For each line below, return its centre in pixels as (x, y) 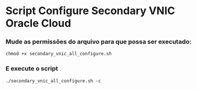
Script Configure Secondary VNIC (91, 11)
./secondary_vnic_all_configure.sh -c (53, 81)
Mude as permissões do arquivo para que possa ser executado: (98, 42)
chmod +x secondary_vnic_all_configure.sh (59, 54)
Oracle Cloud (38, 23)
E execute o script (32, 69)
